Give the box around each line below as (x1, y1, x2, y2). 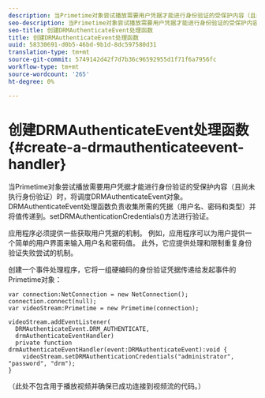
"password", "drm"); (8, 360, 77, 368)
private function (15, 339, 73, 347)
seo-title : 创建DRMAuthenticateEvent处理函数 (8, 26, 154, 34)
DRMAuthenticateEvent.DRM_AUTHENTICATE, (15, 325, 150, 333)
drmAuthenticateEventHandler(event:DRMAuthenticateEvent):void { (8, 346, 227, 354)
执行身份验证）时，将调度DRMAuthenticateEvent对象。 (8, 192, 188, 201)
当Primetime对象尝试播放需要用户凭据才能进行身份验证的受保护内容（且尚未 (8, 182, 256, 192)
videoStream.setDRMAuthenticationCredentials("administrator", (22, 353, 235, 361)
